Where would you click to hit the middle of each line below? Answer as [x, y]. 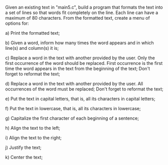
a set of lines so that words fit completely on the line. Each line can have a [82, 13]
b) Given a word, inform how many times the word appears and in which [79, 43]
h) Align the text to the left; [33, 128]
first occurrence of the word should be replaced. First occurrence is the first [84, 63]
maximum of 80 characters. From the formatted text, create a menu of [78, 18]
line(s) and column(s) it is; [32, 48]
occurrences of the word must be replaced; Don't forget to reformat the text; [84, 89]
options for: [17, 23]
